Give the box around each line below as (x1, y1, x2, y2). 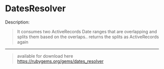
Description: (5, 19, 30, 25)
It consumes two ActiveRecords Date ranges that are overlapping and (17, 28, 157, 34)
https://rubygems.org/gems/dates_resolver (17, 58, 104, 64)
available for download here (17, 53, 73, 59)
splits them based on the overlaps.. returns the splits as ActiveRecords (17, 34, 159, 40)
